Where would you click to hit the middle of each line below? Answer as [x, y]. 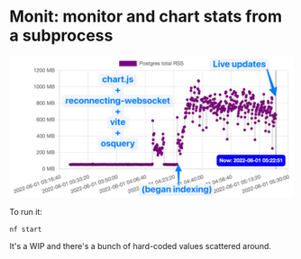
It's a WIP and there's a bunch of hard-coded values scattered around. [141, 246]
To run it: [26, 211]
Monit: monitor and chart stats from [146, 17]
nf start [26, 229]
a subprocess [61, 36]
